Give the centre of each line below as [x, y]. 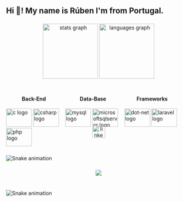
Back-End [34, 99]
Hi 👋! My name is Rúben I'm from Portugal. [85, 11]
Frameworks [152, 99]
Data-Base [93, 99]
